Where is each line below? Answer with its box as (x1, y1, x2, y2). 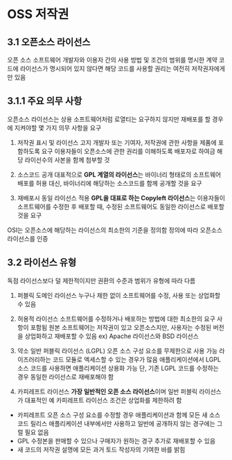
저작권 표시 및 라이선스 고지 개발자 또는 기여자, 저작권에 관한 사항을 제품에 (17, 138, 217, 146)
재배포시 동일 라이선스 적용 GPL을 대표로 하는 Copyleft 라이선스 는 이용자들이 (17, 193, 226, 202)
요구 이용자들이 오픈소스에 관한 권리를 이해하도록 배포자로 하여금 (41, 147, 216, 155)
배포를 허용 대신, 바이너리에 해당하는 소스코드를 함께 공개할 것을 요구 (17, 179, 202, 187)
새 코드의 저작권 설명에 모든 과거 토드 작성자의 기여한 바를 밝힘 (17, 445, 186, 454)
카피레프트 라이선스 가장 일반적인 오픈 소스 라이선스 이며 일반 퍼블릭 (17, 387, 198, 396)
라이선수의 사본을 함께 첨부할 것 (24, 155, 110, 163)
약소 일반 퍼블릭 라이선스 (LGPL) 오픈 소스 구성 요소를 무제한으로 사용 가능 (17, 346, 218, 355)
